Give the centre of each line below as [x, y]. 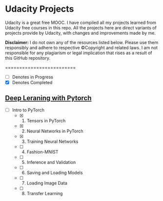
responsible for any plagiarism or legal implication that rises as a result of [79, 53]
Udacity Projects [40, 9]
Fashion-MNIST [42, 152]
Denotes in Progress [33, 77]
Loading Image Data [47, 183]
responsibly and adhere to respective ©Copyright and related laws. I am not [81, 47]
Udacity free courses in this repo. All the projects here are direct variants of [81, 27]
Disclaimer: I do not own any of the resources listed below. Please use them [82, 42]
